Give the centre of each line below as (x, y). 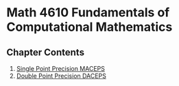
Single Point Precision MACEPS (61, 69)
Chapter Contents (46, 52)
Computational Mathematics (89, 27)
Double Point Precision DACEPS (61, 76)
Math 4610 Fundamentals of (88, 13)
